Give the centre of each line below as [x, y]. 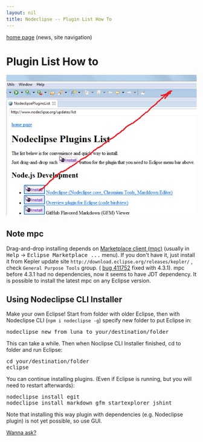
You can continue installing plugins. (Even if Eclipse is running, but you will [99, 379]
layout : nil [21, 13]
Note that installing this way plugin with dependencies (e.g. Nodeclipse [95, 415]
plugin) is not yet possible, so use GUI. [54, 421]
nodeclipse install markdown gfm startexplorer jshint [89, 403]
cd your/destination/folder [48, 362]
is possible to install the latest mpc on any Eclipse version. [79, 281]
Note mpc [25, 234]
